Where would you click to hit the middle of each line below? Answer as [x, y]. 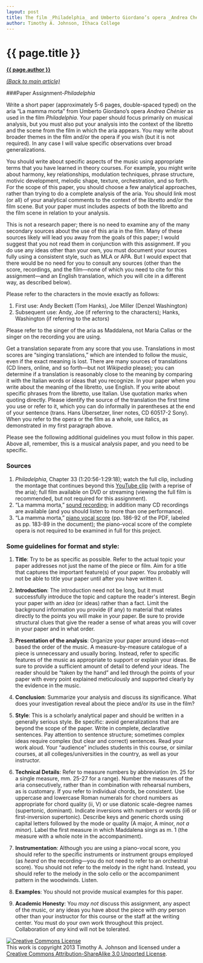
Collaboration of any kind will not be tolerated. [72, 929]
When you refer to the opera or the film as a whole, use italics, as [87, 419]
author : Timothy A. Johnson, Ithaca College [63, 23]
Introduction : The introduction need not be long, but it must [89, 590]
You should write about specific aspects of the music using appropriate [95, 161]
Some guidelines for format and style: [63, 546]
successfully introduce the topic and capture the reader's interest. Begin [105, 597]
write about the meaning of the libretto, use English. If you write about [93, 387]
